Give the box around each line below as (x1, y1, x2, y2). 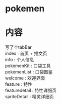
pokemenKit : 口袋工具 (5, 63, 51, 69)
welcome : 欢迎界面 (5, 75, 45, 81)
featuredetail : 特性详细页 (5, 87, 57, 94)
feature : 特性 (5, 81, 32, 87)
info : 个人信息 (5, 57, 34, 63)
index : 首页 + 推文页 (5, 50, 47, 57)
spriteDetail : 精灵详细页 (5, 94, 54, 100)
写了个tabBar (5, 44, 32, 50)
